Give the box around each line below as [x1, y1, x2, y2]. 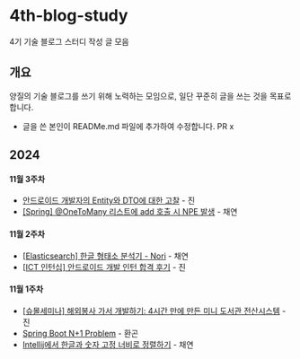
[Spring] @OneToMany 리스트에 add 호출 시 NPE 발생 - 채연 [22, 206, 238, 217]
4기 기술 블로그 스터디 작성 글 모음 [9, 36, 129, 47]
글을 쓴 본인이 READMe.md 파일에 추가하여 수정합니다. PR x [22, 120, 234, 131]
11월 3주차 [9, 173, 46, 184]
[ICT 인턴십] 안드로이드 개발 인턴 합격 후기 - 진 [22, 261, 186, 272]
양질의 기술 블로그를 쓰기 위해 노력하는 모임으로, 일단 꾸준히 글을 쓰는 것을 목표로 [9, 91, 292, 101]
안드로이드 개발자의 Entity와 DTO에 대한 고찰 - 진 [22, 195, 196, 206]
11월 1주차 [9, 284, 44, 294]
